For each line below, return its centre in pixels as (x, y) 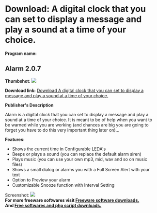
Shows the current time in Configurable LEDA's (59, 149)
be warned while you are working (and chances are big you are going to (77, 124)
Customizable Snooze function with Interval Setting (63, 185)
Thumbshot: (18, 81)
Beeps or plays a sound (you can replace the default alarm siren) (77, 154)
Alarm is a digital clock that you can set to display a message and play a (77, 114)
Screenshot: (17, 195)
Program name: (21, 53)
